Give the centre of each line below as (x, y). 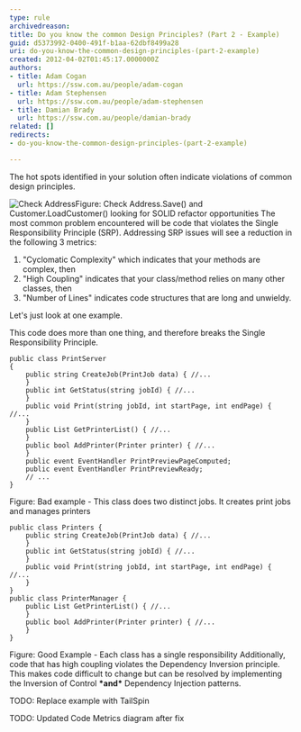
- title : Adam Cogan (48, 77)
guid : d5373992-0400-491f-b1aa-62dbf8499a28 (94, 43)
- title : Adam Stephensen (58, 93)
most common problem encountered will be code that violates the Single (144, 222)
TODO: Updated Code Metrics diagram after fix (97, 718)
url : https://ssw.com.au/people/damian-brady (105, 118)
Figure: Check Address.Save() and (139, 203)
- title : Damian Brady (52, 110)
